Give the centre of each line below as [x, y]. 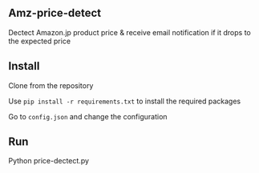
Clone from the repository [51, 85]
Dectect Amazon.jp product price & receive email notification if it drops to [129, 32]
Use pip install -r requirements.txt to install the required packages [125, 101]
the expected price [39, 41]
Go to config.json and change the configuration [88, 116]
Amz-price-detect [55, 13]
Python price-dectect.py [49, 161]
